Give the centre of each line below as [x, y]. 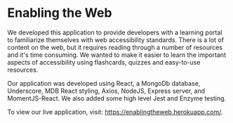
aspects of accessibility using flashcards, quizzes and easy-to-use [104, 62]
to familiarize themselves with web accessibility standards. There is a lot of [116, 39]
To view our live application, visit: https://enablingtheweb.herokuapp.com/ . [115, 112]
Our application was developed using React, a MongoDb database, [104, 83]
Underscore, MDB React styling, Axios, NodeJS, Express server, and [106, 91]
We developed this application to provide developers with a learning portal [115, 32]
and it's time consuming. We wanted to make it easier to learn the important [117, 55]
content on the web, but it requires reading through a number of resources [115, 47]
